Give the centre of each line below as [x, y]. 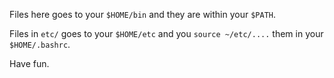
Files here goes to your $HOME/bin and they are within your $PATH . [143, 14]
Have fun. [29, 63]
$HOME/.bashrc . [40, 44]
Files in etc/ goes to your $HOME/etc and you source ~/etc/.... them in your [166, 33]
